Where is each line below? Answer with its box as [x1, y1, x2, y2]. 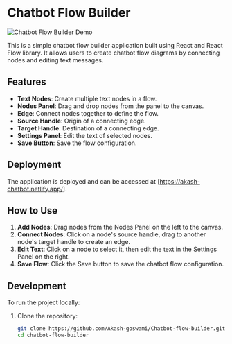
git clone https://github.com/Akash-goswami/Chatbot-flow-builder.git [17, 325, 226, 332]
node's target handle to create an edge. [17, 238, 130, 246]
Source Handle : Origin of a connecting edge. [17, 117, 147, 125]
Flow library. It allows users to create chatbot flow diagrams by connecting [7, 49, 220, 57]
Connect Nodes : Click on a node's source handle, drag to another [17, 230, 206, 239]
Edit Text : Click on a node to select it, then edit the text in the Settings [17, 245, 217, 254]
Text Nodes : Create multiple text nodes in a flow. [17, 94, 157, 103]
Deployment [7, 159, 62, 171]
